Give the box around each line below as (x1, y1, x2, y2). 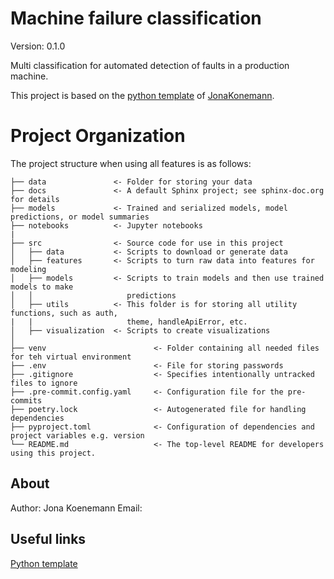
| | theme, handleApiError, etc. (10, 317, 248, 327)
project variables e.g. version (10, 430, 145, 441)
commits (10, 395, 43, 406)
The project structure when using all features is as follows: (10, 157, 252, 169)
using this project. (10, 448, 97, 458)
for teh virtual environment (10, 352, 132, 362)
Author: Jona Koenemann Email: (10, 502, 143, 514)
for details (10, 194, 60, 204)
